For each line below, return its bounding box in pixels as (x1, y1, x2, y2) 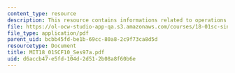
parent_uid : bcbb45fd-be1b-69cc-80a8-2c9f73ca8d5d (7, 36, 158, 43)
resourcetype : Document (7, 42, 77, 49)
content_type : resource (7, 10, 77, 17)
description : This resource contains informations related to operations (7, 17, 227, 24)
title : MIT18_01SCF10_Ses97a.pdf (7, 49, 105, 56)
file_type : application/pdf (7, 29, 90, 37)
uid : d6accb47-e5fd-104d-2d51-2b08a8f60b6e (7, 56, 136, 63)
